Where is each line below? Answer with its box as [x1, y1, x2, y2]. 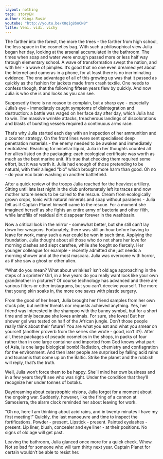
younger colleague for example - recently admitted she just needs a [5, 247, 141, 254]
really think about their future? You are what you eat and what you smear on [5, 323, 157, 329]
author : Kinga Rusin [5, 16, 47, 21]
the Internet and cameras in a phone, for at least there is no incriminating [5, 70, 151, 76]
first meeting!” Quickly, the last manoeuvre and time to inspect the [5, 414, 138, 420]
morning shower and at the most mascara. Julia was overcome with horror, [5, 253, 155, 259]
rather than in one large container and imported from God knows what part [5, 339, 155, 345]
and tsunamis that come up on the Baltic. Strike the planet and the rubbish [5, 355, 154, 360]
